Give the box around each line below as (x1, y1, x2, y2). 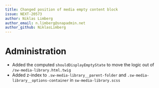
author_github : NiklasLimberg (5, 25, 66, 30)
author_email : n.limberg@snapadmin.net (5, 20, 86, 26)
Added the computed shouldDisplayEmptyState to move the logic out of (12, 62, 154, 68)
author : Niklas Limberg (5, 16, 53, 21)
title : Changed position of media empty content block (5, 7, 118, 12)
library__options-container (12, 78, 69, 83)
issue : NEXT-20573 (5, 12, 42, 16)
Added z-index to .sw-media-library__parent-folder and (12, 72, 127, 78)
